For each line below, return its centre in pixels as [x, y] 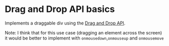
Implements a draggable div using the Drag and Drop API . [65, 23]
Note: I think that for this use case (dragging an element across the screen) [83, 32]
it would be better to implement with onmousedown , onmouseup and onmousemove [84, 38]
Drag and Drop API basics [60, 9]
